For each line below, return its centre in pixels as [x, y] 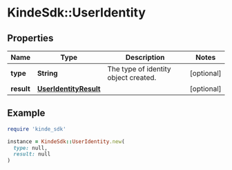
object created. [132, 77]
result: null [32, 154]
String [47, 73]
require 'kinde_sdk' [37, 129]
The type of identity [139, 69]
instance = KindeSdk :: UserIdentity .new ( [66, 141]
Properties [30, 38]
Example [26, 113]
